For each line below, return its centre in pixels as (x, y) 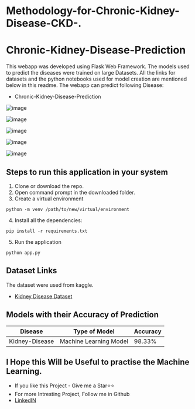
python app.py (23, 253)
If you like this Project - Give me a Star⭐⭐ (64, 385)
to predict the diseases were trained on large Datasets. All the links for (91, 73)
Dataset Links (32, 271)
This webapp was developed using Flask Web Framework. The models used (98, 66)
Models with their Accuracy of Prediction (83, 315)
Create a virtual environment (49, 199)
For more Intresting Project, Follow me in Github (72, 394)
